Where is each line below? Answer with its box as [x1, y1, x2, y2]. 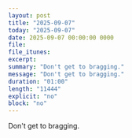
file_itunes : [8, 48, 51, 56]
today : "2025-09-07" [8, 26, 76, 34]
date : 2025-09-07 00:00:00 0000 [8, 33, 114, 42]
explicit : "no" [8, 92, 58, 100]
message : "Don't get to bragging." [8, 70, 125, 78]
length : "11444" [8, 84, 61, 93]
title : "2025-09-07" [8, 19, 76, 27]
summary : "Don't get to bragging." [8, 63, 125, 71]
